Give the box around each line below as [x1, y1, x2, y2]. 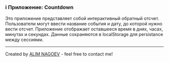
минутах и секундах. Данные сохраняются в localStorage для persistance [5, 31, 163, 37]
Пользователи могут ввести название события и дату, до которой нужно [5, 21, 162, 27]
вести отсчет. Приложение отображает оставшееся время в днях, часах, [5, 26, 163, 32]
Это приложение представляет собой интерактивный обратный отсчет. [5, 15, 159, 21]
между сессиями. [5, 36, 44, 43]
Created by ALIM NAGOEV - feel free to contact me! [5, 51, 113, 57]
